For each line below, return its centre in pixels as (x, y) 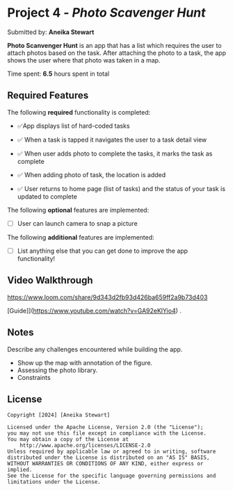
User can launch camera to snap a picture (77, 223)
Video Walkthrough (50, 280)
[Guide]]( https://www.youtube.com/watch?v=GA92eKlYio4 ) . (95, 310)
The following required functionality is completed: (79, 112)
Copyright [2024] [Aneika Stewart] (59, 415)
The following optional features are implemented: (78, 210)
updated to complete (47, 197)
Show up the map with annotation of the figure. (85, 363)
